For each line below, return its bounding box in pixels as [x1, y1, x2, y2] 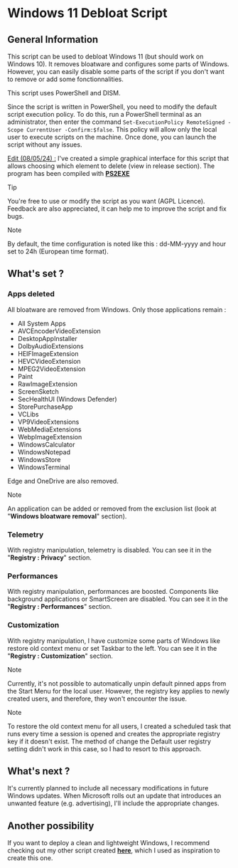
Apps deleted [7, 289, 55, 299]
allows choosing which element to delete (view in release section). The [7, 162, 215, 170]
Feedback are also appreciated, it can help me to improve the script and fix [7, 204, 227, 213]
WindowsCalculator [17, 440, 75, 449]
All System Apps [17, 319, 66, 328]
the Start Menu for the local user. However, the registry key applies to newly [7, 686, 229, 695]
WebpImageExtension [17, 432, 82, 441]
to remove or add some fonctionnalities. [7, 75, 124, 83]
